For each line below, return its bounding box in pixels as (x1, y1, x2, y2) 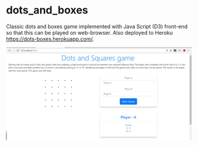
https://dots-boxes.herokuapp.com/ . (6, 35, 94, 42)
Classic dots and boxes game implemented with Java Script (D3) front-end (6, 23, 188, 30)
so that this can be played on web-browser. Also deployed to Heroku (6, 29, 173, 36)
